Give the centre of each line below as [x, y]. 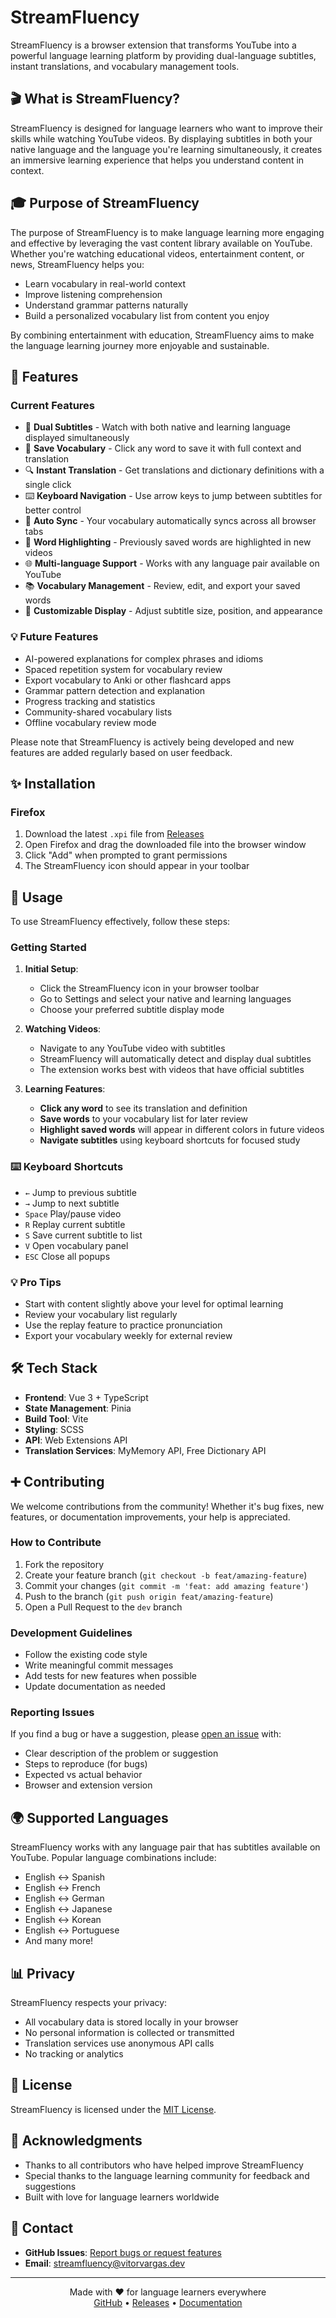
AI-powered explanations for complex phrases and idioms [144, 658]
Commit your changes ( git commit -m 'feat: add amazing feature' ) [166, 1585]
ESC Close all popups [67, 1256]
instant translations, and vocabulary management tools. [125, 66]
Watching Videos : [63, 1029]
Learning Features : [65, 1089]
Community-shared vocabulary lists [98, 712]
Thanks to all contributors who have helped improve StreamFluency [164, 2165]
